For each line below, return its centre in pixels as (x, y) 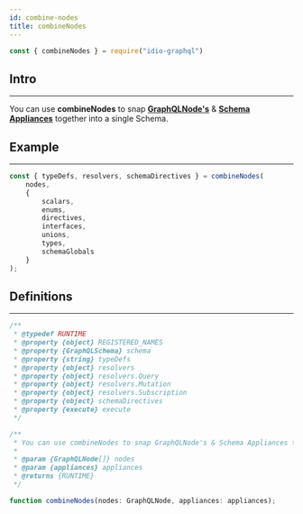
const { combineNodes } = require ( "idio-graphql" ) (106, 50)
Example (34, 147)
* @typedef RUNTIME (50, 335)
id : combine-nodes (44, 18)
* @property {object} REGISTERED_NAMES (88, 343)
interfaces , (64, 226)
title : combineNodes (48, 26)
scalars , (58, 201)
